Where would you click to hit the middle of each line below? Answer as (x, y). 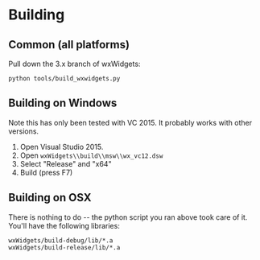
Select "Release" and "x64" (66, 163)
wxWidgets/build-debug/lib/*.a (61, 240)
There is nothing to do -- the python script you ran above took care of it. (128, 217)
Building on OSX (50, 198)
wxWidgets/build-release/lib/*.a (64, 247)
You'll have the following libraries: (64, 225)
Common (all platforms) (69, 45)
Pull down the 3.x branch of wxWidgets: (74, 64)
